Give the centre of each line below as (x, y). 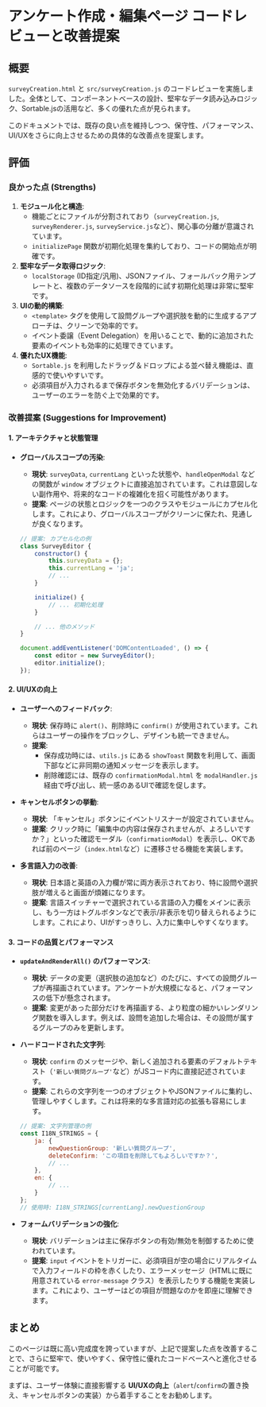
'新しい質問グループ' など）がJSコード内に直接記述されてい (146, 1072)
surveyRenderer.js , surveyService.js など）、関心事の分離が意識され (143, 226)
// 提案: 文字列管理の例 (55, 1126)
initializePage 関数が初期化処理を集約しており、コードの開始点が (141, 246)
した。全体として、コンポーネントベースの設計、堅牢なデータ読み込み (123, 99)
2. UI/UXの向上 (33, 689)
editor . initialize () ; (70, 663)
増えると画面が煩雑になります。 (97, 893)
